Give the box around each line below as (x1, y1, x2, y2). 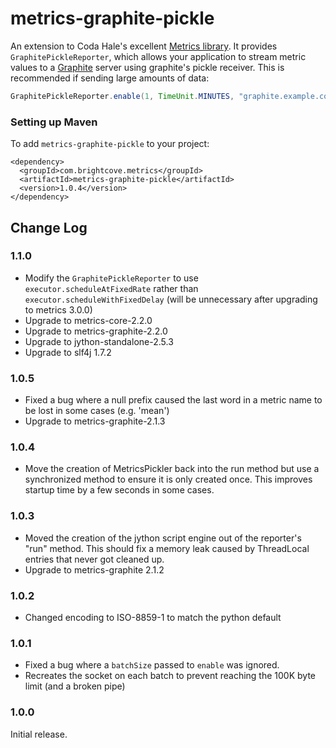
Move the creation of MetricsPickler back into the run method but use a (24, 463, 320, 475)
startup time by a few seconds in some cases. (24, 484, 215, 496)
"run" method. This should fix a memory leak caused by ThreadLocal (24, 542, 310, 554)
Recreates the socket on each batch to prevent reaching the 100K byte (24, 670, 317, 682)
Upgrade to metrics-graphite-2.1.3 (24, 415, 166, 427)
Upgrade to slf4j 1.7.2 (24, 346, 112, 358)
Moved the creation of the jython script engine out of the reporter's (24, 532, 302, 544)
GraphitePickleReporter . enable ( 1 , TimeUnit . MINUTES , (10, 91, 235, 101)
